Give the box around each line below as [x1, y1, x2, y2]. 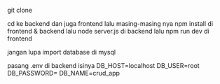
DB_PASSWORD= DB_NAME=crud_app [7, 69, 121, 77]
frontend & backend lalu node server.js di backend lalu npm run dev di [7, 27, 209, 35]
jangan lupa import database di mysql [7, 48, 116, 56]
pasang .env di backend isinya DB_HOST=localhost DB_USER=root [7, 62, 200, 69]
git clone [7, 6, 33, 14]
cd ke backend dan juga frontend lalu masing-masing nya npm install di [7, 20, 214, 27]
